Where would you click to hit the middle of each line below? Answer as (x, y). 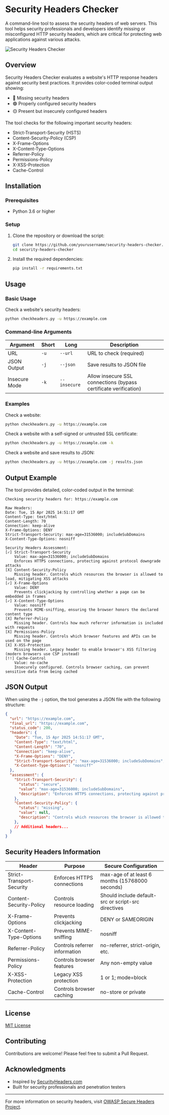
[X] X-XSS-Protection (28, 645)
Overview (21, 65)
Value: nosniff (30, 605)
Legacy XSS (68, 974)
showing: (15, 88)
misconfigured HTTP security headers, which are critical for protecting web (83, 34)
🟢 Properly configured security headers (54, 103)
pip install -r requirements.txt (48, 268)
